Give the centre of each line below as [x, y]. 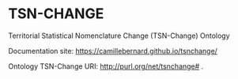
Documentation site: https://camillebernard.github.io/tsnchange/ [113, 51]
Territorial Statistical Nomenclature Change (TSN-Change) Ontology [119, 36]
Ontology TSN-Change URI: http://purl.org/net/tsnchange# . [106, 66]
